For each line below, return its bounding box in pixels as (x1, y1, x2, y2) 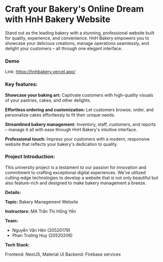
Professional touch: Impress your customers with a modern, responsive (5, 136, 150, 142)
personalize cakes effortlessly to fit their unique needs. (5, 112, 115, 118)
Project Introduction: (5, 153, 55, 160)
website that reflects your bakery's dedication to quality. (5, 141, 118, 147)
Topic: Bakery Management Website (5, 199, 78, 204)
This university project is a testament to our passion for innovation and (5, 164, 147, 170)
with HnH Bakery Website (5, 14, 110, 25)
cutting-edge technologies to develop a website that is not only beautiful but (5, 175, 158, 181)
